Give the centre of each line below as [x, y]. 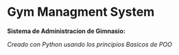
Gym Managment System [81, 12]
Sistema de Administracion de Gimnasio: [66, 31]
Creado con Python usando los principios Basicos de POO [90, 44]
